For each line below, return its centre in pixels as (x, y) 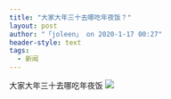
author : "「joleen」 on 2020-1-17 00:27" (86, 34)
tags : (19, 51)
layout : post (33, 26)
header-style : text (45, 42)
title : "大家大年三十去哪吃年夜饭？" (70, 17)
